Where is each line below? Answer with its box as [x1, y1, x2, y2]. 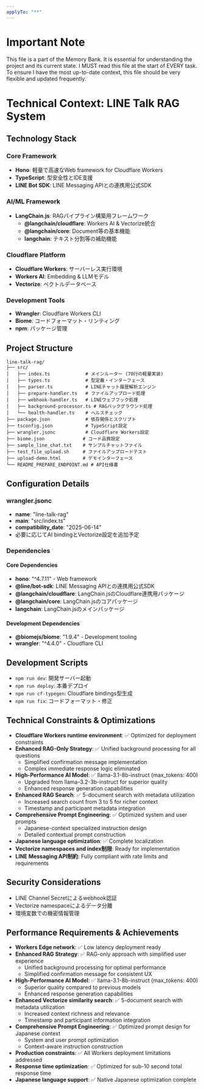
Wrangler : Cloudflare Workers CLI [15, 310, 102, 318]
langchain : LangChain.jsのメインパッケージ [15, 605, 125, 613]
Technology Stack [6, 134, 77, 144]
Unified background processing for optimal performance [24, 964, 166, 971]
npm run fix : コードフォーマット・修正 [15, 697, 113, 704]
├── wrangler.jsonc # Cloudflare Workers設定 [6, 429, 149, 435]
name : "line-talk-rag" [15, 511, 69, 518]
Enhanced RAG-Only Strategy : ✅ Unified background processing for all [15, 745, 196, 752]
